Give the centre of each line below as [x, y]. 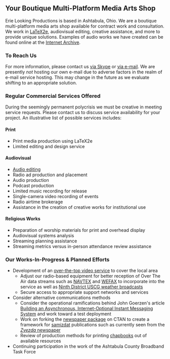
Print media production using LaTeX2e [53, 141]
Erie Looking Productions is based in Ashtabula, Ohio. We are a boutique [81, 20]
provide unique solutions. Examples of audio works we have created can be [84, 37]
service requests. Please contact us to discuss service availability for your [83, 113]
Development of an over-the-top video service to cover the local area [85, 271]
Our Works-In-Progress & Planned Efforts [58, 259]
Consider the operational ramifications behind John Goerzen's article [92, 303]
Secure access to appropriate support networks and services [84, 292]
